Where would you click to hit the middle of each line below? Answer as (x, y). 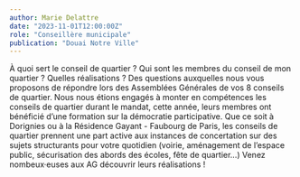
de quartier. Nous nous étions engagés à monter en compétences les (138, 98)
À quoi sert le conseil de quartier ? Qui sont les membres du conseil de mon (150, 69)
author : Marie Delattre (54, 18)
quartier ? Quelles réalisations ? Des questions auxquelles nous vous (137, 79)
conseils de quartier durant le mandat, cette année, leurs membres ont (141, 107)
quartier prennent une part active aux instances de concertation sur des (143, 135)
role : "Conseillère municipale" (70, 34)
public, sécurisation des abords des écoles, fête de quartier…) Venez (138, 155)
